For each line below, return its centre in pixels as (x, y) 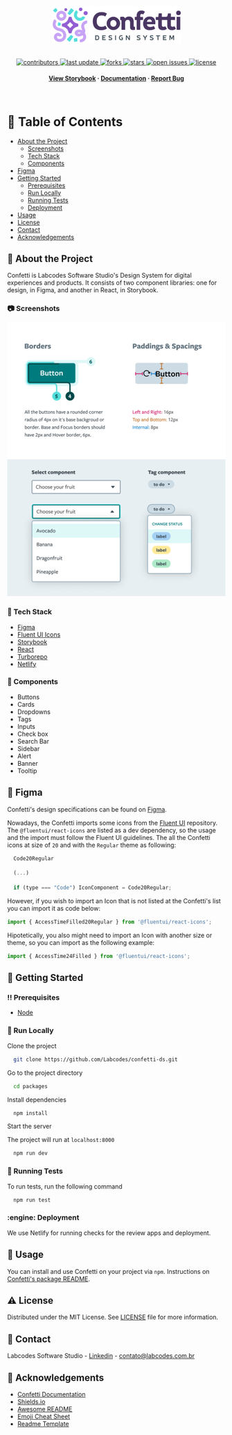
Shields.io (31, 1402)
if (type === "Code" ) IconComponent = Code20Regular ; (92, 888)
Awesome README (45, 1409)
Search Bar (33, 741)
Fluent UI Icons (39, 635)
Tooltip (27, 771)
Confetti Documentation (51, 1394)
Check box (33, 734)
